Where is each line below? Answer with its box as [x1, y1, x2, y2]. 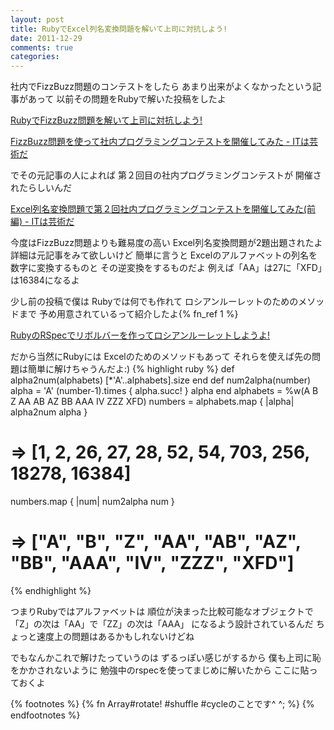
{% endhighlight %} [10, 585, 92, 596]
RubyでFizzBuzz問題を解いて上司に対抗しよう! [10, 114, 203, 126]
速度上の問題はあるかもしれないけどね [36, 631, 195, 642]
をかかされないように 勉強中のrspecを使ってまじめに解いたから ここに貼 [10, 664, 310, 676]
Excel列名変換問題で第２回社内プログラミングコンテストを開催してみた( [10, 203, 307, 215]
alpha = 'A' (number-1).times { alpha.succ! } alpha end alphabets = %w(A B [10, 385, 319, 397]
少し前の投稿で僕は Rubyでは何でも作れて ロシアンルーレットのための [10, 296, 299, 308]
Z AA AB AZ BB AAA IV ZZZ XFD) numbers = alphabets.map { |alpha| [10, 396, 295, 408]
